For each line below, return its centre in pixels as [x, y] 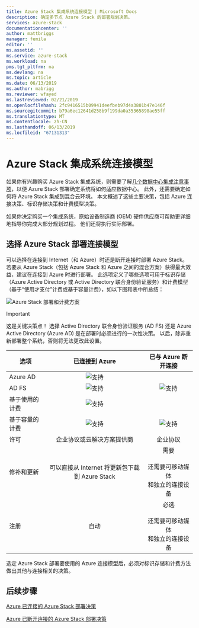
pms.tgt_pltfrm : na [30, 67]
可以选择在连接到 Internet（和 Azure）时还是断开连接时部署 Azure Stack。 [97, 259]
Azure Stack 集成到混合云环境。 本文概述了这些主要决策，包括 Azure [102, 196]
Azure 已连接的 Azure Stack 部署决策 [51, 606]
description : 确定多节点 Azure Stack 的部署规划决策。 [69, 17]
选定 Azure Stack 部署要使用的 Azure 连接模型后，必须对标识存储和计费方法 [99, 563]
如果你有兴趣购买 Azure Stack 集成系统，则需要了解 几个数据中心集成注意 [95, 181]
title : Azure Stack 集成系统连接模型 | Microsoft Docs [72, 12]
